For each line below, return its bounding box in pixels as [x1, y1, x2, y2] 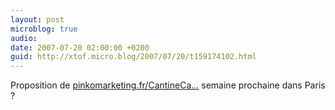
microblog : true [10, 24, 78, 34]
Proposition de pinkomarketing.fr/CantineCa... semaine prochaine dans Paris [10, 79, 326, 91]
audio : [10, 33, 38, 43]
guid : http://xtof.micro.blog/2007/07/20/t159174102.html [10, 52, 257, 62]
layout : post [10, 14, 65, 25]
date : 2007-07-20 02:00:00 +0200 [10, 42, 150, 53]
